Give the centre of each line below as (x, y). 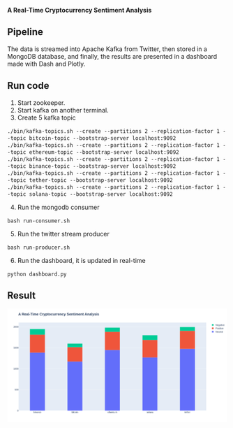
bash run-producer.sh (39, 248)
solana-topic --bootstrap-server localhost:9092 (101, 194)
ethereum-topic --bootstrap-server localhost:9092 (104, 152)
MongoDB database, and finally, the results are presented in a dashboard (112, 56)
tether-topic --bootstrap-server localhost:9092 (101, 180)
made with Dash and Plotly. (46, 64)
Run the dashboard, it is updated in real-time (81, 260)
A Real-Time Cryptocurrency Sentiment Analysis (80, 10)
